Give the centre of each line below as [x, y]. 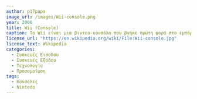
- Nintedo [23, 87]
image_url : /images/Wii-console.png [51, 17]
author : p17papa [26, 11]
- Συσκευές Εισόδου [35, 55]
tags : [13, 76]
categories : [21, 49]
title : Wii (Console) [33, 28]
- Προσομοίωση [28, 71]
